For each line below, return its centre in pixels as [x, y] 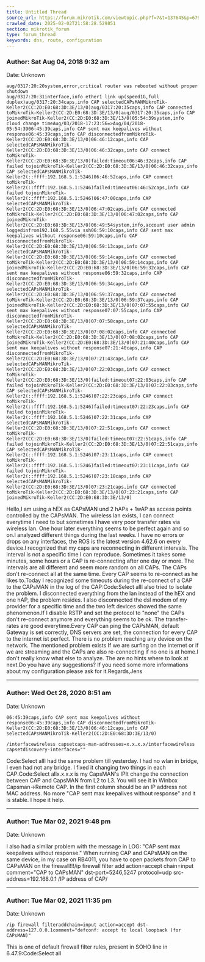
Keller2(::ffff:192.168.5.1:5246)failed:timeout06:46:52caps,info [92, 188]
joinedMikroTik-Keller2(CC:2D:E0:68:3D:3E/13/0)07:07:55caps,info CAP [98, 305]
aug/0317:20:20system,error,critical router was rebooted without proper [102, 86]
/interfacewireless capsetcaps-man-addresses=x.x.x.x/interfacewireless [101, 744]
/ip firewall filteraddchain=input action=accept [71, 925]
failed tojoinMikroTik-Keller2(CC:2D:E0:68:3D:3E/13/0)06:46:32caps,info [102, 166]
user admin [181, 225]
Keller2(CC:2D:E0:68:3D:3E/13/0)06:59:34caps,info [72, 284]
